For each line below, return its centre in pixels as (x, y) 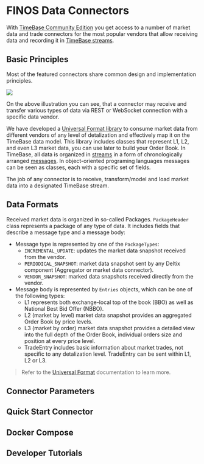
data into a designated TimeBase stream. (58, 185)
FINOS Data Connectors (68, 11)
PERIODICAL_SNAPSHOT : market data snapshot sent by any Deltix (102, 263)
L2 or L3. (35, 360)
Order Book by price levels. (58, 321)
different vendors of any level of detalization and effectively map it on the (98, 135)
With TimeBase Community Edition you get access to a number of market (98, 27)
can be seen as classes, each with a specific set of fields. (79, 167)
